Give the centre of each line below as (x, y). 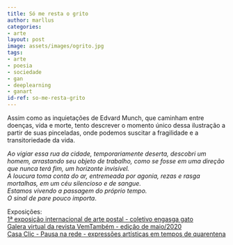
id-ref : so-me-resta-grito (46, 98)
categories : (24, 27)
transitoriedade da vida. (41, 140)
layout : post (26, 40)
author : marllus (31, 20)
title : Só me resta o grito (48, 14)
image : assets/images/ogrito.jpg (56, 46)
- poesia (20, 66)
